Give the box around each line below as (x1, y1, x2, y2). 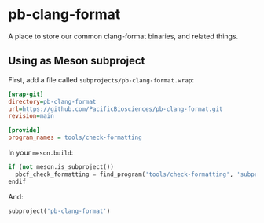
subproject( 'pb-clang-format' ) (8, 207, 111, 215)
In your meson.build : (8, 148, 74, 157)
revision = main (8, 112, 55, 120)
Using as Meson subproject (8, 54, 145, 68)
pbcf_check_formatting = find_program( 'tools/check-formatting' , (15, 170, 234, 178)
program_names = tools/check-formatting (8, 133, 143, 142)
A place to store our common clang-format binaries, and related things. (8, 31, 239, 41)
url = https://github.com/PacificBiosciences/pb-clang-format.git (8, 104, 223, 113)
